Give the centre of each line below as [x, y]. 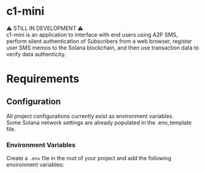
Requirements [43, 79]
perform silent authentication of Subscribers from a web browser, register [99, 41]
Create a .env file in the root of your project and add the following [89, 158]
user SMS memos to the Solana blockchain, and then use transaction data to [103, 48]
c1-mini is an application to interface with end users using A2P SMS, [92, 34]
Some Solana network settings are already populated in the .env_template [99, 122]
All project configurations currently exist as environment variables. [90, 116]
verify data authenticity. [36, 54]
